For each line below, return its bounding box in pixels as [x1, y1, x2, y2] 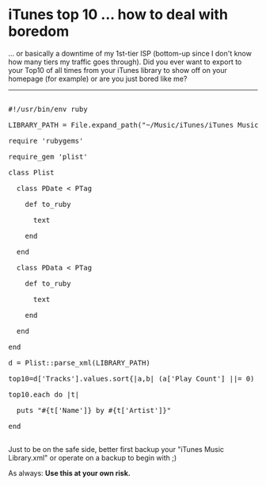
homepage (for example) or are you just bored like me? [8, 74, 188, 83]
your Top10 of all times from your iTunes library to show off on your [8, 65, 227, 75]
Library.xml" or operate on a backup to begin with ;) [8, 453, 177, 462]
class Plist [8, 168, 55, 177]
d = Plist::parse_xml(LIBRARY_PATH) [8, 358, 150, 367]
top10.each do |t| [8, 390, 80, 399]
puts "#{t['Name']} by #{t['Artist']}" [16, 406, 172, 415]
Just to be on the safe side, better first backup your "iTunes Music [8, 444, 224, 453]
